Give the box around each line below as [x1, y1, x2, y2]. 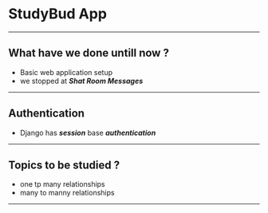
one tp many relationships [19, 179, 105, 189]
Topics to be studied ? [8, 158, 120, 172]
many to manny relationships [19, 188, 115, 198]
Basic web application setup [19, 67, 113, 77]
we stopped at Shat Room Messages [19, 76, 144, 85]
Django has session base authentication [19, 128, 156, 137]
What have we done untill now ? [8, 46, 170, 60]
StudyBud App [8, 5, 108, 23]
